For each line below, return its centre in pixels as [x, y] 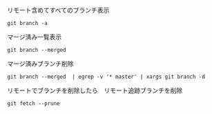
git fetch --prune [33, 104]
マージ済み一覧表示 [35, 37]
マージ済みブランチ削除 [40, 64]
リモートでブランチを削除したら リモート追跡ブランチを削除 [95, 91]
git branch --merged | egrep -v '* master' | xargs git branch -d [106, 77]
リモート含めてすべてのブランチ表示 [58, 10]
